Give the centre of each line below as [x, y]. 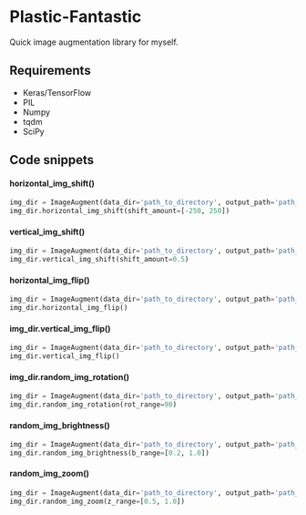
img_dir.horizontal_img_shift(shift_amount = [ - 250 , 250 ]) [120, 211]
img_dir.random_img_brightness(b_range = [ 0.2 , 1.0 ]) [109, 453]
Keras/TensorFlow [57, 92]
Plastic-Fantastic [76, 17]
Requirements [50, 71]
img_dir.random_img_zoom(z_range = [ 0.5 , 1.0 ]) [97, 501]
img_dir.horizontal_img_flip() [69, 308]
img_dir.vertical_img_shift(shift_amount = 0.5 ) [99, 260]
